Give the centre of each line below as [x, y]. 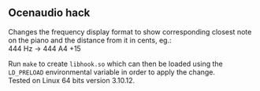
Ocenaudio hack [49, 13]
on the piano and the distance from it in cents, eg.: [90, 40]
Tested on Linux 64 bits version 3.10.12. [72, 80]
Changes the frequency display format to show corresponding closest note [130, 31]
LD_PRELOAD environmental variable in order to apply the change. [111, 72]
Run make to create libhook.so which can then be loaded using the [115, 64]
